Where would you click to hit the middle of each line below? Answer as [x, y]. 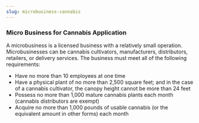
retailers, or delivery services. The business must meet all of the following [97, 58]
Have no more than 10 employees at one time [70, 75]
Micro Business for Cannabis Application [66, 32]
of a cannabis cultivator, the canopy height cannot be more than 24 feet [103, 88]
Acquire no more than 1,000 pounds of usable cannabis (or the [91, 107]
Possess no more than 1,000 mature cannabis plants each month [94, 94]
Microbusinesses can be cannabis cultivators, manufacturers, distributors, [97, 52]
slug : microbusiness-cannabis [44, 12]
